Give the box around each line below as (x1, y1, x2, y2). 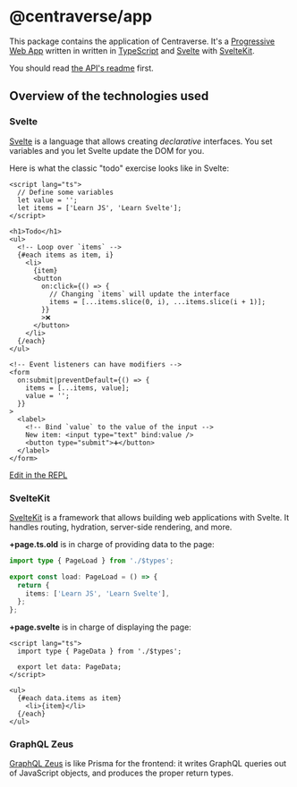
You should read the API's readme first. (9, 63, 154, 73)
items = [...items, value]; (25, 383, 130, 393)
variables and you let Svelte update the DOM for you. (9, 145, 205, 156)
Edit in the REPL (9, 470, 68, 480)
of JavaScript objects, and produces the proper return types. (9, 767, 234, 779)
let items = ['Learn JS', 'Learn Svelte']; (17, 203, 182, 212)
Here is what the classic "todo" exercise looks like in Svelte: (9, 163, 230, 173)
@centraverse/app (9, 6, 153, 27)
